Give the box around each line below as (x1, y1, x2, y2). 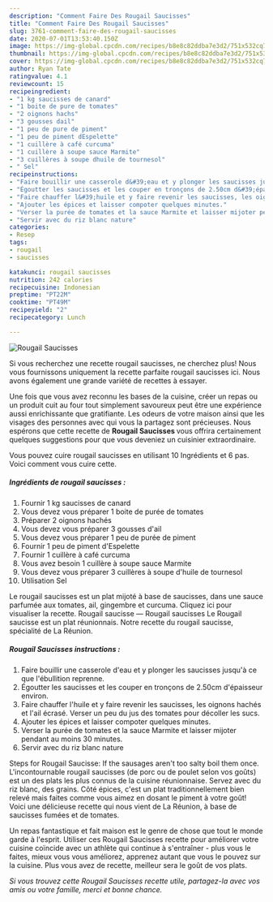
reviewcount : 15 (9, 80, 64, 88)
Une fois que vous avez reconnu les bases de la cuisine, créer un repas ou (9, 391, 258, 401)
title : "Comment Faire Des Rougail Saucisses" (9, 19, 169, 28)
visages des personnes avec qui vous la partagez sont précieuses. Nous (9, 417, 252, 427)
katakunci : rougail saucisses (9, 268, 112, 276)
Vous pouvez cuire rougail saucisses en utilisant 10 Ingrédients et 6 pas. (9, 450, 250, 460)
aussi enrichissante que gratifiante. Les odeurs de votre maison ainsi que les (9, 408, 265, 418)
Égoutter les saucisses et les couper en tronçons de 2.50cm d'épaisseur (20, 682, 263, 692)
